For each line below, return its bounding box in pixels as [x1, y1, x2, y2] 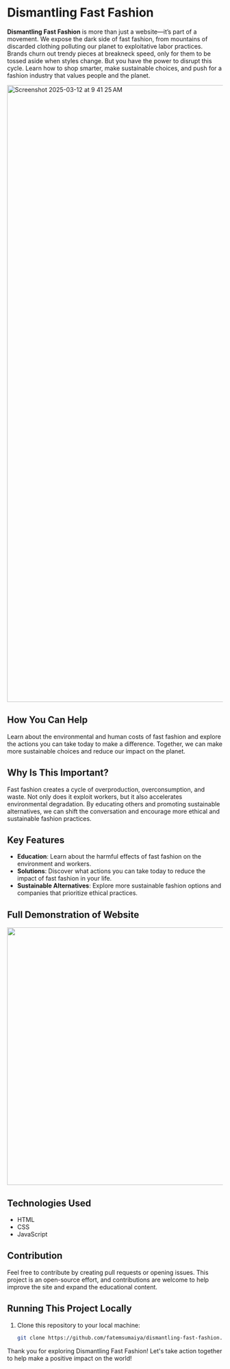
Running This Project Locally [7, 1303, 132, 1315]
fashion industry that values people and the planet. [7, 71, 151, 80]
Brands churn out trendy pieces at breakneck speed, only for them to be [7, 49, 211, 58]
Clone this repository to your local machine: [16, 1321, 140, 1329]
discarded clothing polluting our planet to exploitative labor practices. [7, 42, 203, 50]
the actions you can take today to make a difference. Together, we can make [7, 740, 222, 748]
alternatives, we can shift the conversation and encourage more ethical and [7, 807, 220, 815]
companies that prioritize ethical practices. [16, 889, 138, 897]
